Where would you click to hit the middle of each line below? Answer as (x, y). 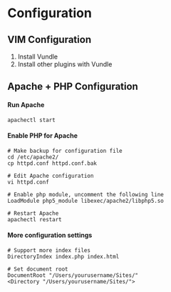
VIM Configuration (49, 40)
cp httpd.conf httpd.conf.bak (52, 163)
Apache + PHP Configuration (73, 87)
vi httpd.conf (28, 182)
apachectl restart (35, 219)
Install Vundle (38, 56)
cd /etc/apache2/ (33, 157)
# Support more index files (49, 251)
